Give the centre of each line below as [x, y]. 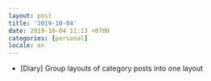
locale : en [27, 46]
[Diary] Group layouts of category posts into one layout [112, 68]
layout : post [30, 16]
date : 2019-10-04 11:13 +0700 [59, 30]
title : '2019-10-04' [43, 23]
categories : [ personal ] [48, 38]
